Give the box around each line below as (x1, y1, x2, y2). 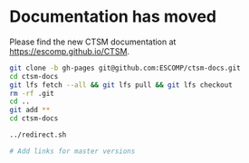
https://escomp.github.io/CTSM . (9, 45, 129, 56)
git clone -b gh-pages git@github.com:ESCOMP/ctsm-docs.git (9, 63, 242, 72)
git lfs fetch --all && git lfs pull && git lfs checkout (9, 80, 233, 90)
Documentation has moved (9, 6, 217, 27)
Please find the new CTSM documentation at (9, 36, 177, 47)
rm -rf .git (9, 89, 54, 98)
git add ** (9, 106, 51, 115)
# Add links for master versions (9, 147, 136, 156)
